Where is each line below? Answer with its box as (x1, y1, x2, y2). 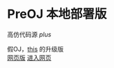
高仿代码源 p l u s (7, 30, 52, 38)
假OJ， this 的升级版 (7, 45, 64, 53)
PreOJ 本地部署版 (7, 6, 107, 22)
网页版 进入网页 (7, 53, 52, 62)
